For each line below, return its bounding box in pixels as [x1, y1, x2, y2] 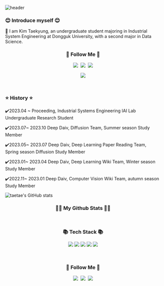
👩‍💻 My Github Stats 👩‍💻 [55, 204, 111, 211]
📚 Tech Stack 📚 [62, 229, 104, 236]
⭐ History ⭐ [5, 94, 33, 101]
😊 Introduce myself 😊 [5, 17, 60, 24]
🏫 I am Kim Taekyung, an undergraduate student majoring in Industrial [5, 28, 147, 34]
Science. [5, 39, 23, 44]
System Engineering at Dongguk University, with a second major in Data [5, 34, 152, 40]
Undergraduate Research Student [5, 115, 74, 121]
